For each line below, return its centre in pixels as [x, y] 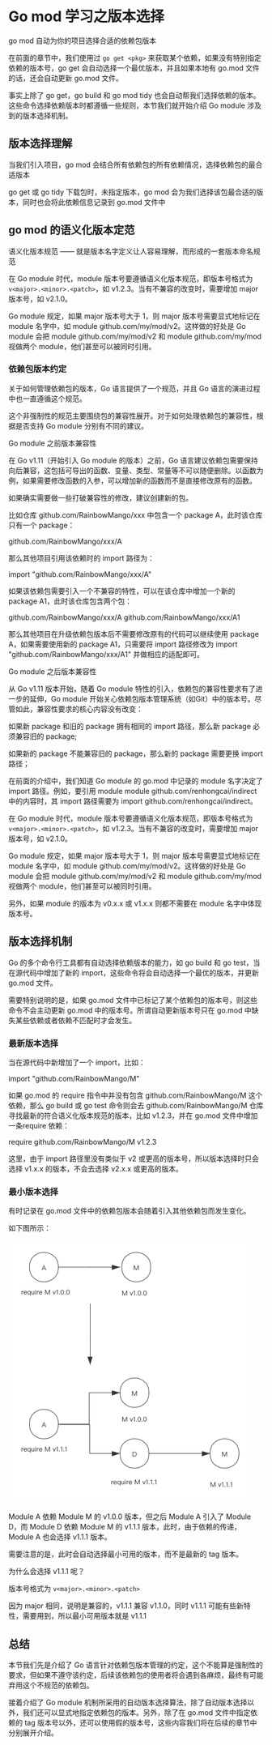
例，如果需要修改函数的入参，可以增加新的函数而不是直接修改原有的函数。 [132, 480]
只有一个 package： [42, 525]
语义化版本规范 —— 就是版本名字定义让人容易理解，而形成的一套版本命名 [131, 251]
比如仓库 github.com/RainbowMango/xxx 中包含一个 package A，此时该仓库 [136, 514]
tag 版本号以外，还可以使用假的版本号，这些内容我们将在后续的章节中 [140, 1723]
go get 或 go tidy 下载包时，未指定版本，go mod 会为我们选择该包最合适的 [132, 192]
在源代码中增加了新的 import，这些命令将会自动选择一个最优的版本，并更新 [134, 972]
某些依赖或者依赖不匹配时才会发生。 [75, 1020]
